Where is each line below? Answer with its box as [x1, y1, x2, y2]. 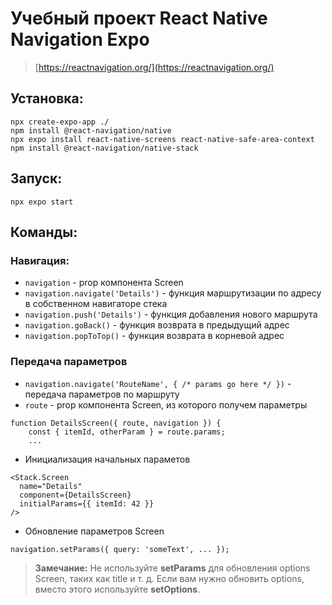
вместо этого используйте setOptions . [34, 583, 201, 595]
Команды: [10, 223, 78, 241]
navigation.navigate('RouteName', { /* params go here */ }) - [24, 377, 292, 389]
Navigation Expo [10, 28, 150, 51]
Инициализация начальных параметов [24, 453, 191, 465]
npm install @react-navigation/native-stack [10, 143, 199, 153]
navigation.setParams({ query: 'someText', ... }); [10, 544, 230, 554]
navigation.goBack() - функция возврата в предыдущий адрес [24, 319, 290, 331]
